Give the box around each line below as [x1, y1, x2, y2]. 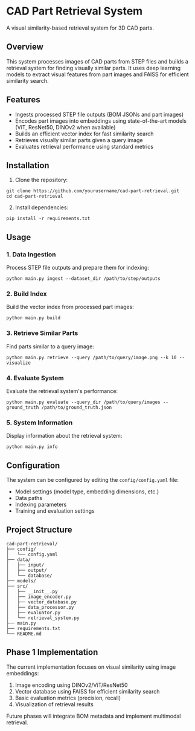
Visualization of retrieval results [14, 700, 94, 708]
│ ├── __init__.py [6, 588, 59, 594]
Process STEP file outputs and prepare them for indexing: [6, 264, 150, 271]
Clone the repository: [14, 177, 68, 184]
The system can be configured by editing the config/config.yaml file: [6, 476, 179, 484]
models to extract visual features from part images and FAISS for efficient [6, 71, 189, 78]
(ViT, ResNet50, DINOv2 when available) [14, 123, 116, 131]
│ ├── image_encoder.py [6, 594, 71, 600]
